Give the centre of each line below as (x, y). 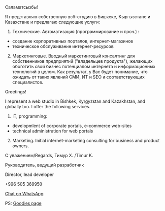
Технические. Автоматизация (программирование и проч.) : (76, 31)
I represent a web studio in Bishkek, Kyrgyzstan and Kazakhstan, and (75, 101)
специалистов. (28, 82)
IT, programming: (30, 116)
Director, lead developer (30, 174)
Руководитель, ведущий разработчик (45, 165)
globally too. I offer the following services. (48, 106)
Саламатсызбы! (22, 7)
